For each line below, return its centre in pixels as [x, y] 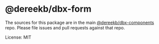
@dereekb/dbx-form [48, 9]
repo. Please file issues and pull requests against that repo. [65, 27]
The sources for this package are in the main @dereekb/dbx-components [79, 22]
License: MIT [18, 37]
